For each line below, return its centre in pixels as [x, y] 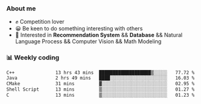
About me [21, 9]
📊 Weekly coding [33, 58]
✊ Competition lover [40, 22]
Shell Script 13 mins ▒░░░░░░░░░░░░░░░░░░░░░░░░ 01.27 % [100, 89]
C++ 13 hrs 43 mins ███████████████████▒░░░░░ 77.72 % [100, 72]
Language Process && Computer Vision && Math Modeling [88, 41]
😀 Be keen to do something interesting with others [79, 29]
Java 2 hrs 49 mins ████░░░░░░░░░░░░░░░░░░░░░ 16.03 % [100, 78]
